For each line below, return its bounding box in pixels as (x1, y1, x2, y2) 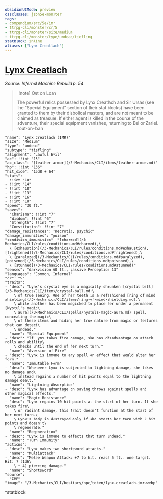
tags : (5, 16, 16, 21)
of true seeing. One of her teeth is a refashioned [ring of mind (18, 293, 156, 298)
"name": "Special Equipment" (9, 331, 69, 336)
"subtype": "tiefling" (5, 147, 51, 153)
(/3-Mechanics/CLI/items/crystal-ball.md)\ (5, 288, 95, 293)
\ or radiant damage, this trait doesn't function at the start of (14, 408, 153, 413)
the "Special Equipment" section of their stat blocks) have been (17, 104, 145, 110)
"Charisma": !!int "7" (9, 212, 55, 217)
